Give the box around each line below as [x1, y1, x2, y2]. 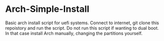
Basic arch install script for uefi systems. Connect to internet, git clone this [5, 20, 159, 26]
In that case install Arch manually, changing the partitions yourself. [5, 30, 143, 36]
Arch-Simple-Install [5, 3, 89, 15]
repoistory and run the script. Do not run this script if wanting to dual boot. [5, 25, 159, 31]
